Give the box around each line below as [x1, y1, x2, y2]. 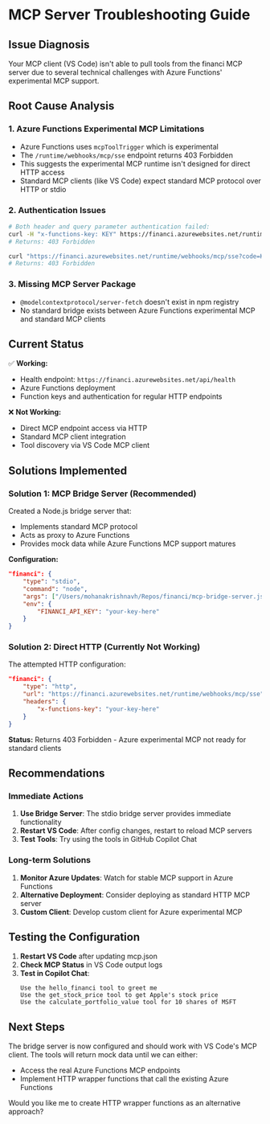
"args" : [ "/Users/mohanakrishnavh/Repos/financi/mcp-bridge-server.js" [22, 593, 268, 601]
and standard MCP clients [19, 314, 106, 323]
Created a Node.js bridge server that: [8, 507, 132, 516]
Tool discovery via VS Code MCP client [19, 441, 150, 450]
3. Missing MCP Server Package [8, 279, 137, 290]
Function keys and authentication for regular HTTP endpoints [19, 392, 223, 401]
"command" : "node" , [22, 585, 88, 593]
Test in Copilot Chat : [19, 969, 90, 978]
